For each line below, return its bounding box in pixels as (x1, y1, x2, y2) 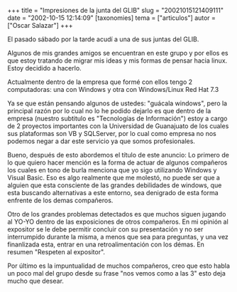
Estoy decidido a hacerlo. (7, 64, 82, 72)
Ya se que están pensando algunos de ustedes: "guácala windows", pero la (7, 99, 228, 108)
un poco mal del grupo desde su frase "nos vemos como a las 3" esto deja (7, 269, 226, 277)
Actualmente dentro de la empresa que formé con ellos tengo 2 (7, 78, 193, 86)
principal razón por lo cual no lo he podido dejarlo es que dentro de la (7, 107, 211, 115)
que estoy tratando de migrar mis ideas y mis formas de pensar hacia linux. (7, 56, 228, 65)
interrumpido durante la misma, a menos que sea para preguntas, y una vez (7, 233, 229, 241)
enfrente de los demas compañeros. (7, 196, 114, 204)
